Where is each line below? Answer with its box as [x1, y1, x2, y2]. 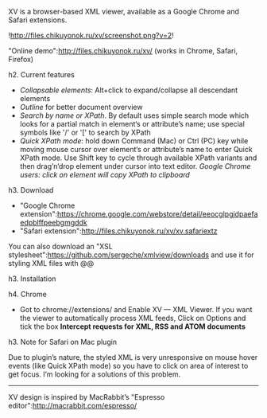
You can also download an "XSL [8, 242, 113, 251]
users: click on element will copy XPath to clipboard [19, 170, 191, 179]
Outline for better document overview [19, 103, 143, 111]
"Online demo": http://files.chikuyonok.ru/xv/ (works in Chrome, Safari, [8, 46, 238, 55]
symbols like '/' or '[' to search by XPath [19, 127, 151, 137]
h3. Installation [8, 274, 56, 283]
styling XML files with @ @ [8, 259, 94, 268]
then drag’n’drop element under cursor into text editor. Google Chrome [19, 162, 251, 170]
